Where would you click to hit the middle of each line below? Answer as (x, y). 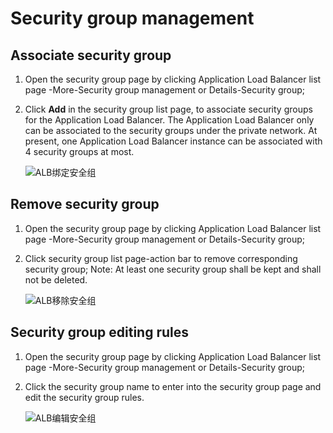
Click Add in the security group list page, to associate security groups (168, 109)
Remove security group (85, 204)
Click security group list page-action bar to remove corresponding (161, 258)
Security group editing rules (99, 332)
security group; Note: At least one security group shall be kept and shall (173, 269)
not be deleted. (56, 279)
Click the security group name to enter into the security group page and (173, 386)
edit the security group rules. (84, 397)
